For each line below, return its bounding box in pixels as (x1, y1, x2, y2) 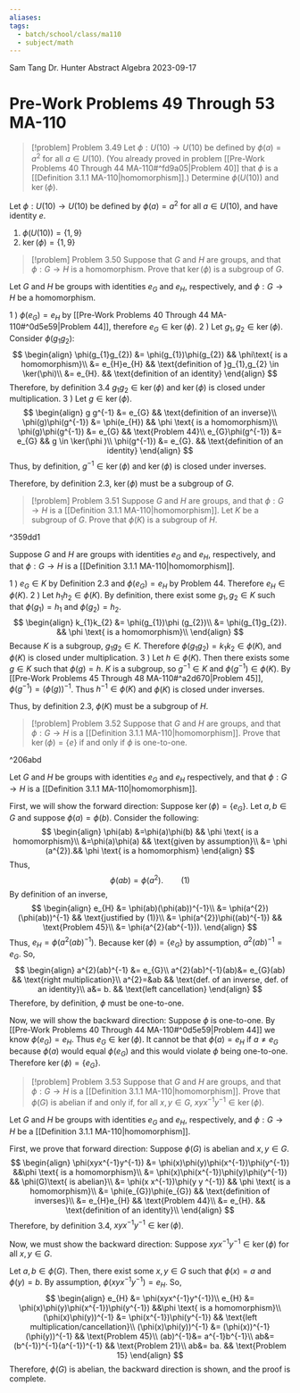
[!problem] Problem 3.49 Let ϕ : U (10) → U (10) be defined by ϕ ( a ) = (30, 142, 282, 153)
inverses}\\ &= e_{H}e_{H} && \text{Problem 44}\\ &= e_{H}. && (34, 1195, 266, 1205)
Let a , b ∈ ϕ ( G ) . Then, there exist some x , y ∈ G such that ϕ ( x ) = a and (9, 1265, 272, 1277)
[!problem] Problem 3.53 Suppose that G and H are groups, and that (30, 1077, 281, 1088)
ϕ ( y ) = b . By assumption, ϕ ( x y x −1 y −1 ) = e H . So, (9, 1275, 182, 1289)
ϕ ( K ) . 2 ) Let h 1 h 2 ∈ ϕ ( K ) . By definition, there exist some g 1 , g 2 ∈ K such (9, 589, 276, 603)
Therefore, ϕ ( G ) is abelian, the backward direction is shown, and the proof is (9, 1364, 291, 1374)
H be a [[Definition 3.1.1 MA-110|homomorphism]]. (9, 1126, 191, 1137)
